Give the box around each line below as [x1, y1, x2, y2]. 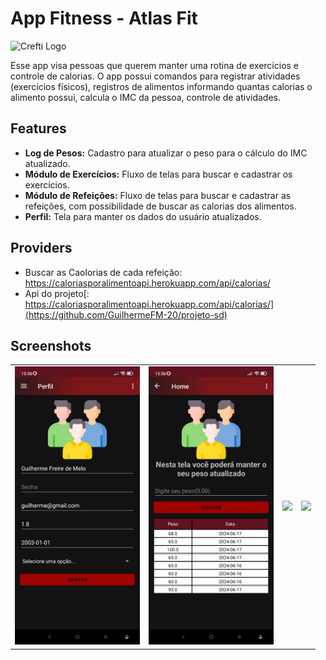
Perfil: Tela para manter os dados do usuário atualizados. [24, 210, 262, 222]
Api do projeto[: [24, 287, 90, 299]
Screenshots [10, 337, 92, 354]
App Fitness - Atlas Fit [10, 7, 198, 30]
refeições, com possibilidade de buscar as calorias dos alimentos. [24, 200, 297, 212]
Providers [10, 240, 73, 257]
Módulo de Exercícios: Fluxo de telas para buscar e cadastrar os [24, 168, 293, 180]
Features [10, 120, 67, 137]
